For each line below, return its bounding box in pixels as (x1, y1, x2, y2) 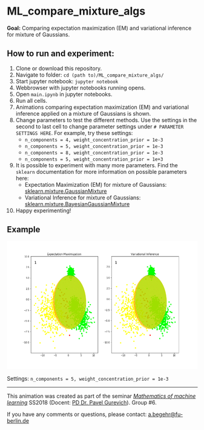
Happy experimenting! (15, 207, 71, 214)
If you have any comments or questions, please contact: (7, 411, 147, 418)
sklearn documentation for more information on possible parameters (15, 168, 187, 175)
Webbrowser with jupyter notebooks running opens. (15, 84, 146, 91)
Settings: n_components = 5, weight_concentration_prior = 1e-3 (7, 375, 169, 382)
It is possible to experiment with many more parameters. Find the (15, 161, 178, 168)
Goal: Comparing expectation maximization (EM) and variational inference (7, 24, 192, 32)
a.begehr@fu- (148, 411, 183, 418)
